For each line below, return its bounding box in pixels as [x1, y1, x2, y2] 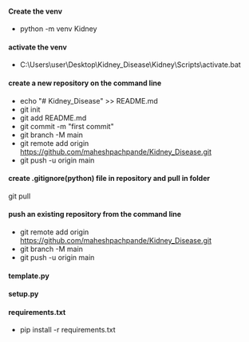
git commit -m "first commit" [19, 121, 114, 131]
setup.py [8, 289, 39, 299]
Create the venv [8, 6, 62, 16]
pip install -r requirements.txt [19, 325, 116, 335]
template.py [8, 271, 49, 281]
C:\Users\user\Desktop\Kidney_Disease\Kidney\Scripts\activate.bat [19, 60, 241, 69]
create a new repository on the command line [8, 78, 162, 88]
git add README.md [19, 112, 87, 123]
